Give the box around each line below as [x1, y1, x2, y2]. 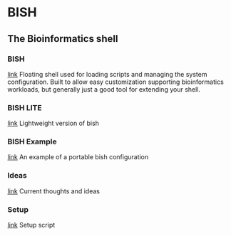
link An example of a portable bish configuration [7, 153, 149, 161]
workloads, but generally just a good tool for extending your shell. [7, 85, 201, 93]
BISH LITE [7, 102, 42, 112]
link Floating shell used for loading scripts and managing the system [7, 70, 207, 78]
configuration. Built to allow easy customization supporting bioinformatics [7, 77, 225, 86]
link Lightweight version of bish [7, 119, 100, 128]
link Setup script [7, 221, 56, 230]
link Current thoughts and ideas [7, 186, 100, 195]
